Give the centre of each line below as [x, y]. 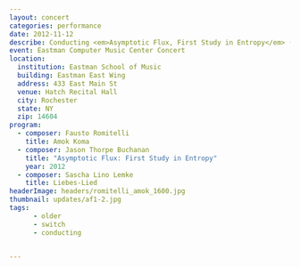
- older [47, 216]
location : [28, 59]
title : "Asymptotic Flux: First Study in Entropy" [121, 158]
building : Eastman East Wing [71, 76]
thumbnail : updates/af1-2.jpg [66, 200]
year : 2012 [46, 166]
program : [25, 125]
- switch [49, 224]
